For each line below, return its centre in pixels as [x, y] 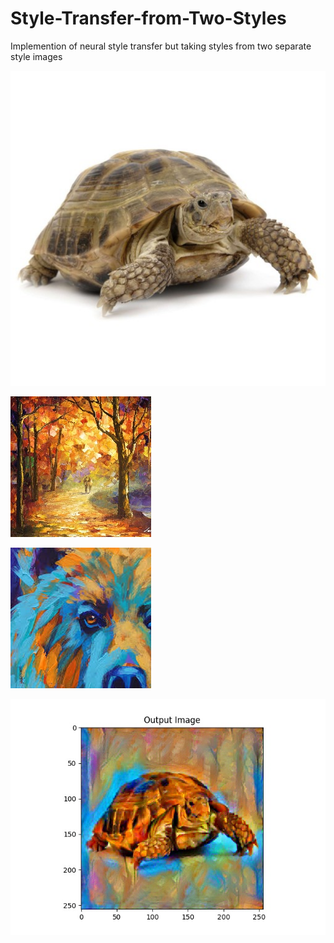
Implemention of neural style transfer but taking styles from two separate [161, 46]
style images [36, 56]
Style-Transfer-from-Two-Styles [148, 18]
